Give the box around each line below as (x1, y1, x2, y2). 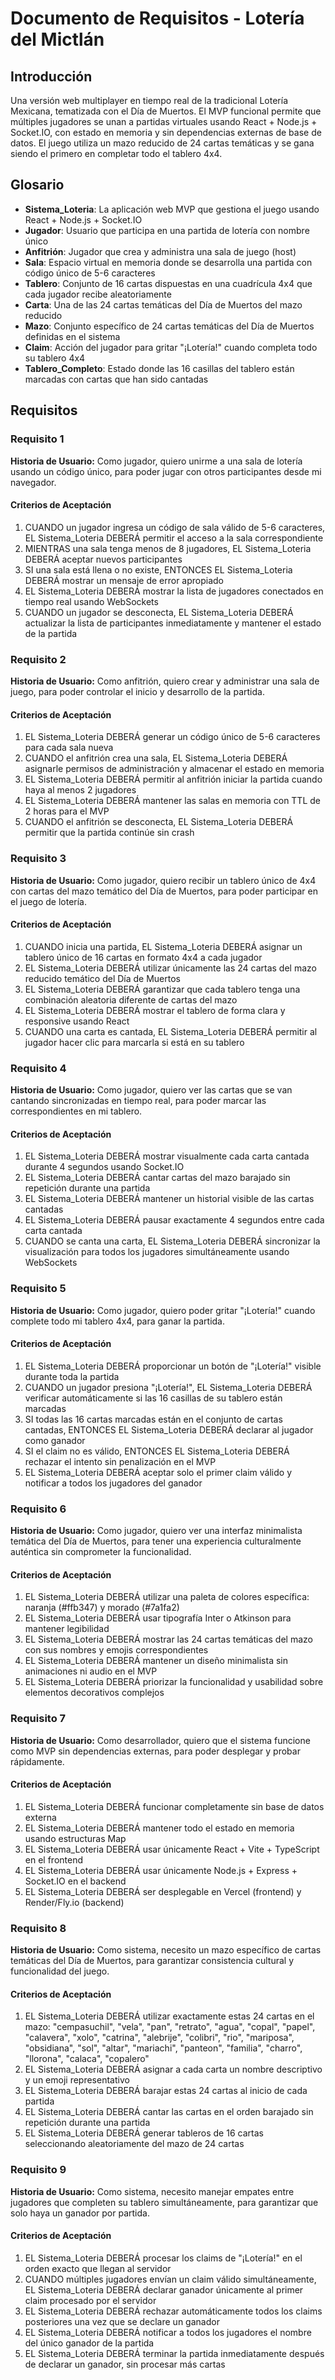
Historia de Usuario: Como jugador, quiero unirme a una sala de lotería (10, 455, 303, 467)
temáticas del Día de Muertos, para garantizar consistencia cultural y (10, 1955, 295, 1966)
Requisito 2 (10, 652, 67, 666)
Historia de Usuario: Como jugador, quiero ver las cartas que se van (10, 1084, 293, 1096)
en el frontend (24, 1853, 83, 1866)
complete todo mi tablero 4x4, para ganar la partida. (10, 1315, 226, 1327)
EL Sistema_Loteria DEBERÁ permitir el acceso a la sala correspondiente (24, 532, 324, 544)
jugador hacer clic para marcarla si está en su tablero (24, 1036, 245, 1048)
